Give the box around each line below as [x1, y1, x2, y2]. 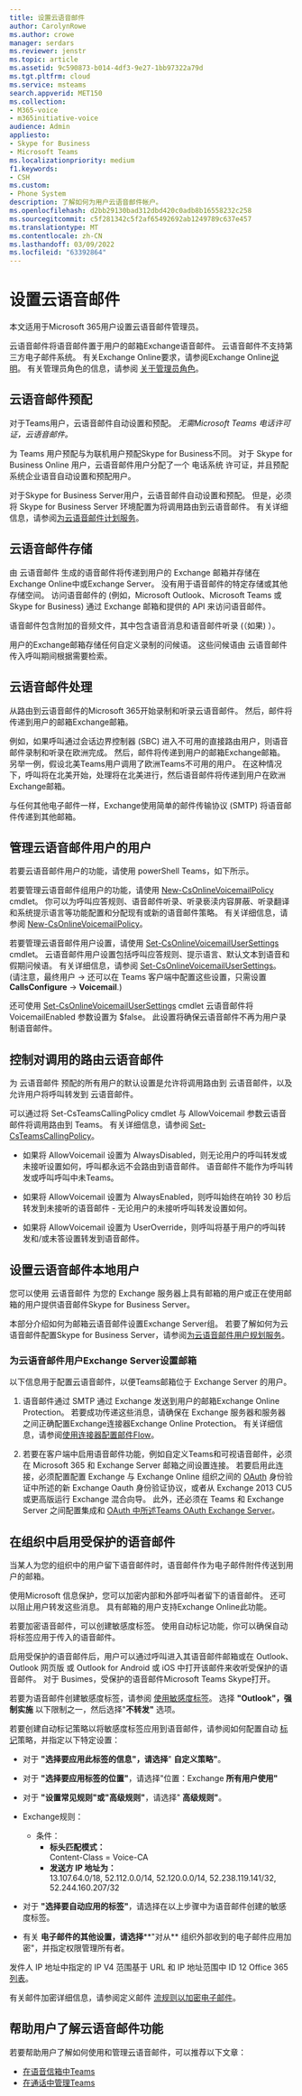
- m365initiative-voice [9, 114, 99, 123]
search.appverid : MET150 [9, 88, 103, 97]
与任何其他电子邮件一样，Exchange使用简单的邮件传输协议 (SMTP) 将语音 [9, 799, 284, 810]
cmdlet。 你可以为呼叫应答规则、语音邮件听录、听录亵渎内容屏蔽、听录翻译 [9, 896, 290, 907]
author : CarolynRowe [9, 22, 87, 31]
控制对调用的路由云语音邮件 [9, 1052, 164, 1067]
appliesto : [9, 131, 50, 140]
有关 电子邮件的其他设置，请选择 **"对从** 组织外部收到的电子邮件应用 [22, 1932, 284, 1943]
